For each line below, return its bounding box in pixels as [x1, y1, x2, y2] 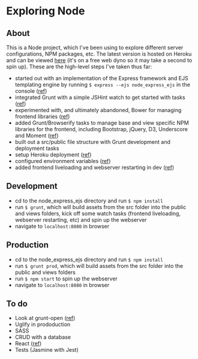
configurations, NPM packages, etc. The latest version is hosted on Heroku [6, 50, 192, 58]
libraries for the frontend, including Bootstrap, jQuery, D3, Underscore [14, 126, 188, 132]
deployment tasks [14, 145, 59, 152]
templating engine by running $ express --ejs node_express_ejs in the [14, 81, 191, 88]
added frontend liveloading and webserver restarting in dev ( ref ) [14, 164, 175, 171]
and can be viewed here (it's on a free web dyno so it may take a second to [6, 57, 193, 64]
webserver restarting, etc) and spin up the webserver [14, 216, 147, 223]
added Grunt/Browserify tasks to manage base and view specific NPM [14, 119, 189, 126]
